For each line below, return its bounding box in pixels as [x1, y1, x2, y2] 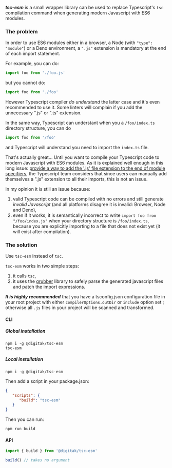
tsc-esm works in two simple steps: [5, 263, 80, 269]
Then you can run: [5, 416, 44, 422]
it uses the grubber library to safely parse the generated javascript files [12, 278, 163, 284]
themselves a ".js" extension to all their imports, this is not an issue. [5, 176, 148, 182]
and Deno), [12, 207, 37, 213]
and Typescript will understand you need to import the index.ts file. [5, 144, 149, 150]
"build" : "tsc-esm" [18, 397, 61, 403]
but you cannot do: [5, 79, 46, 86]
